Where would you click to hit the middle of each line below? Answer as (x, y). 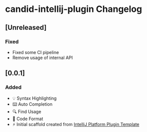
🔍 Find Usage (27, 111)
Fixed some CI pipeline (36, 52)
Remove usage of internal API (43, 58)
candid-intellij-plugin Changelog (74, 9)
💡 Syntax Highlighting (34, 98)
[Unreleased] (26, 28)
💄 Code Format (28, 119)
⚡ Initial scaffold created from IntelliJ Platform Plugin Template (76, 124)
